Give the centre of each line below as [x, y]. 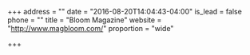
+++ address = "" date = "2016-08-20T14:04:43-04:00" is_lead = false [125, 12]
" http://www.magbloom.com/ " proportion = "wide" [91, 28]
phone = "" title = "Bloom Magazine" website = [85, 20]
